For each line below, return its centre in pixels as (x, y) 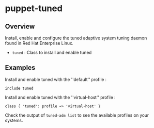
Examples (20, 68)
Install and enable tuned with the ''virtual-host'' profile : (60, 97)
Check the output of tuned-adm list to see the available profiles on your (77, 115)
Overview (20, 26)
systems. (14, 120)
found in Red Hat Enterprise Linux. (39, 43)
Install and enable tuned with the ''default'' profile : (56, 79)
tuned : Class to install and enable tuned (52, 52)
